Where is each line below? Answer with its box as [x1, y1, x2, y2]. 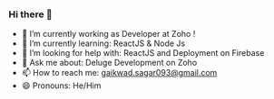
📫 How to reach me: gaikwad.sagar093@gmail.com [21, 67, 218, 78]
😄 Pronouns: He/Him [21, 80, 102, 91]
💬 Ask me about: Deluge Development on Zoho [21, 58, 198, 68]
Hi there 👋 [8, 8, 54, 21]
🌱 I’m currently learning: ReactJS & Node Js [21, 38, 186, 49]
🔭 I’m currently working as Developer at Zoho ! [21, 29, 196, 40]
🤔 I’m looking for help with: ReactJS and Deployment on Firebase [21, 48, 265, 58]
